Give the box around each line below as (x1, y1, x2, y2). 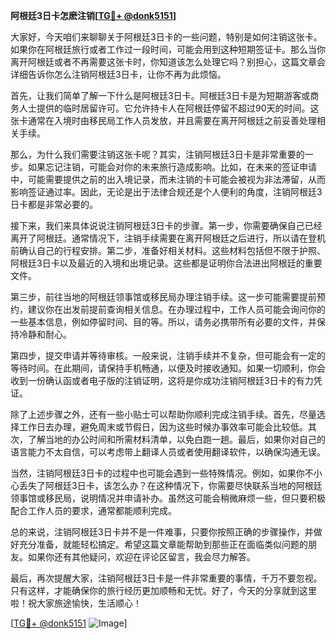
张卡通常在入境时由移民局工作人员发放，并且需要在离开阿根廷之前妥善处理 (10, 115, 317, 126)
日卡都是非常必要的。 (10, 199, 98, 210)
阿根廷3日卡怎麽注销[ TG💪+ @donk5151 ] (10, 10, 177, 21)
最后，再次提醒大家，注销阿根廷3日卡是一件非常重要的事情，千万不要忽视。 (10, 572, 323, 584)
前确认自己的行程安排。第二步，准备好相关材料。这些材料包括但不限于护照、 (10, 245, 326, 256)
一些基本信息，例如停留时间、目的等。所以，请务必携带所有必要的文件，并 (10, 316, 317, 328)
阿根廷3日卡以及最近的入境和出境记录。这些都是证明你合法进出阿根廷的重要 (10, 257, 323, 269)
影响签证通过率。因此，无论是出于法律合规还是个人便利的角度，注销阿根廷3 (10, 186, 323, 198)
